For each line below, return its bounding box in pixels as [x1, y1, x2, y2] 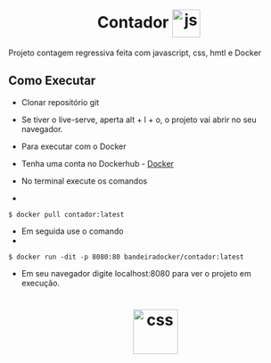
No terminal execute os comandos [21, 175, 148, 186]
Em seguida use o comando [21, 226, 124, 236]
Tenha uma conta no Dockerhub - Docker [21, 158, 175, 169]
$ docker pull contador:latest [8, 210, 125, 219]
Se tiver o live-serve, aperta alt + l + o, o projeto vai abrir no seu [21, 114, 258, 125]
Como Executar [8, 73, 96, 88]
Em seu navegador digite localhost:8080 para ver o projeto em [21, 268, 251, 278]
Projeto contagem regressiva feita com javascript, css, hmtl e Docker [8, 47, 262, 58]
